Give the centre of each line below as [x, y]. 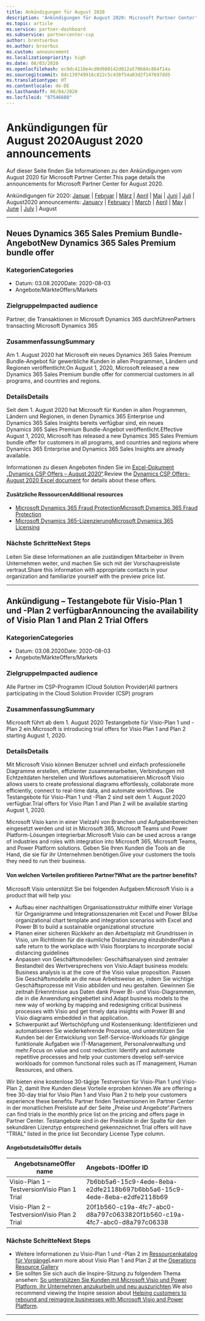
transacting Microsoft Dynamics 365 [52, 326]
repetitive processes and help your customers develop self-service [99, 1057]
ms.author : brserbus [33, 47]
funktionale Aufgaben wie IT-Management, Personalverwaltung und [100, 1044]
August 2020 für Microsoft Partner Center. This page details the [86, 177]
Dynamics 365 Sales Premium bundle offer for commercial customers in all [100, 374]
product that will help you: [39, 895]
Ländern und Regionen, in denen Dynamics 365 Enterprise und [85, 416]
